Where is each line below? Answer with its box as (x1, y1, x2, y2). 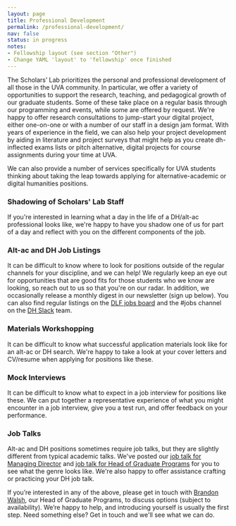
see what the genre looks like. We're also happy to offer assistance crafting (7, 467, 226, 476)
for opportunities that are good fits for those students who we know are (7, 276, 215, 285)
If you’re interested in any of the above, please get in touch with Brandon (7, 488, 219, 497)
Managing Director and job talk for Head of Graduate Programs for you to (7, 460, 220, 468)
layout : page (7, 10, 46, 18)
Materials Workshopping (7, 324, 94, 334)
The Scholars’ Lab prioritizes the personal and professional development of (7, 75, 226, 84)
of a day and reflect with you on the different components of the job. (7, 228, 206, 236)
